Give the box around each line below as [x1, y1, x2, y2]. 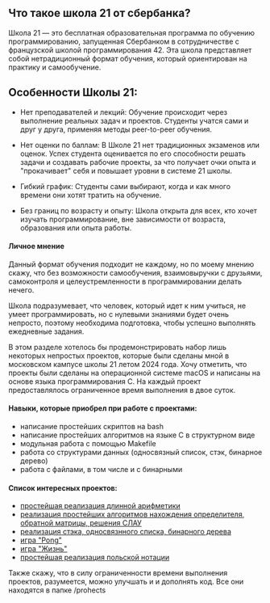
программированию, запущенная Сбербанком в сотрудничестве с [8, 36, 240, 46]
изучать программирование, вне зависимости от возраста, [19, 214, 226, 224]
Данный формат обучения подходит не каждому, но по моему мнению [8, 259, 255, 269]
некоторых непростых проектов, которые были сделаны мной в [8, 351, 230, 361]
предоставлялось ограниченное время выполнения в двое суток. [8, 385, 236, 394]
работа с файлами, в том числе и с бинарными [19, 465, 183, 474]
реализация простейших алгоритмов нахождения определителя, [19, 509, 245, 520]
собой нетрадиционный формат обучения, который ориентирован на [8, 53, 247, 63]
